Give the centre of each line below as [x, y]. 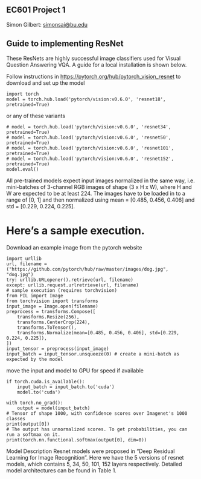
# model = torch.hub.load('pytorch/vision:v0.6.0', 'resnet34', [89, 127]
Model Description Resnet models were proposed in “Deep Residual [91, 451]
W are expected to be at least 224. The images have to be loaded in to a [96, 193]
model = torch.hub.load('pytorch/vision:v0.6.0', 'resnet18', [86, 99]
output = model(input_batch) [54, 408]
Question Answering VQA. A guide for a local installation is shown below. [97, 64]
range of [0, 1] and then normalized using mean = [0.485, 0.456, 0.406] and [101, 200]
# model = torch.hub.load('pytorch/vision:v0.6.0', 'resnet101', [90, 148]
